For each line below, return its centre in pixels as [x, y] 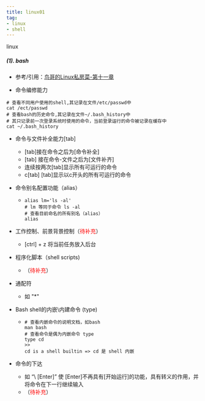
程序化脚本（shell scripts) [48, 257]
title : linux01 [26, 12]
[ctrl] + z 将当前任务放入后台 [60, 244]
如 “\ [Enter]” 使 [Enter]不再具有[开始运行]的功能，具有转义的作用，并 [111, 377]
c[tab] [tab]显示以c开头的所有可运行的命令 [78, 175]
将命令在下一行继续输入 [54, 384]
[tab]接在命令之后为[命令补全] [62, 152]
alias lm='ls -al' [48, 201]
